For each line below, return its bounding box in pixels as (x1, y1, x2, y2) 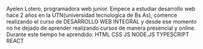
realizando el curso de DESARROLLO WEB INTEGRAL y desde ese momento (6, 18, 197, 25)
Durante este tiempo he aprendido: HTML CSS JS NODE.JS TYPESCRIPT (6, 31, 190, 38)
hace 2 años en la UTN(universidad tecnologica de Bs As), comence (6, 11, 177, 19)
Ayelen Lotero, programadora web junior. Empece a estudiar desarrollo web (6, 5, 196, 12)
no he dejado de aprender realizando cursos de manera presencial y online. (6, 24, 196, 31)
